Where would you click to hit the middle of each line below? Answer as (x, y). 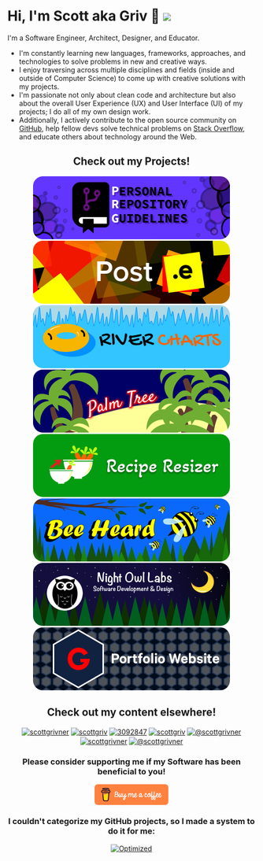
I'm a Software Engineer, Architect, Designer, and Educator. (104, 38)
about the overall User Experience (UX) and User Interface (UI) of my (131, 103)
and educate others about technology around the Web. (108, 136)
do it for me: (131, 831)
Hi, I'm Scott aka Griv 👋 (84, 16)
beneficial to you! (131, 771)
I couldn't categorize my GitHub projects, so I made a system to (131, 822)
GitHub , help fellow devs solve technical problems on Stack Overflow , (132, 128)
